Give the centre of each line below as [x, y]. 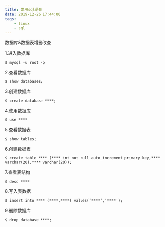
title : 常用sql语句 [24, 10]
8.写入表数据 [18, 191]
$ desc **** [17, 182]
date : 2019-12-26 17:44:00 [33, 14]
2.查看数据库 [18, 73]
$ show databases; [24, 82]
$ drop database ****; [28, 220]
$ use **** [16, 120]
